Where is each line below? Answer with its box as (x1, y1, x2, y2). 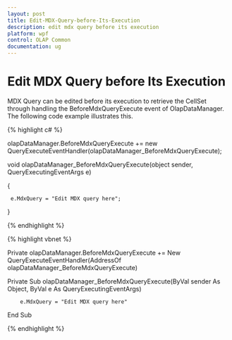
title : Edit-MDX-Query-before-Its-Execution (7, 17, 140, 24)
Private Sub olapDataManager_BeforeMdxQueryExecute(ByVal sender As (7, 277, 221, 286)
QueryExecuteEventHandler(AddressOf (7, 255, 122, 265)
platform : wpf (7, 30, 49, 37)
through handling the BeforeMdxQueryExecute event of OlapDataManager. (7, 104, 224, 113)
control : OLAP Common (7, 37, 71, 44)
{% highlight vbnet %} (7, 234, 72, 243)
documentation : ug (7, 43, 61, 50)
